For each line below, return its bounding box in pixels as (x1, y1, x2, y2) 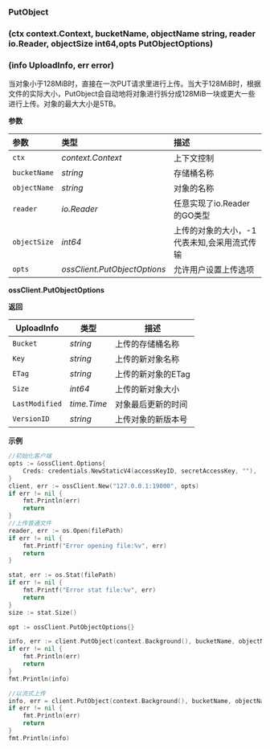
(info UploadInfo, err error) (8, 59, 115, 71)
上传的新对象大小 (115, 384, 180, 395)
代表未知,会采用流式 (174, 237, 249, 248)
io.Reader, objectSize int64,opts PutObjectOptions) (8, 38, 214, 49)
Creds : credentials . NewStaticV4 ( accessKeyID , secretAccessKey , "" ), (22, 467, 257, 475)
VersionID (12, 415, 50, 424)
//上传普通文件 (8, 519, 52, 528)
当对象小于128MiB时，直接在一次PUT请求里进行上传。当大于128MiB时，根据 (8, 79, 261, 88)
